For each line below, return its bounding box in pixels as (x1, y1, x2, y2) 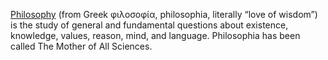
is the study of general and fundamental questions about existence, (10, 19, 289, 31)
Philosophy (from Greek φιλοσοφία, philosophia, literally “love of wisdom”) (10, 9, 318, 20)
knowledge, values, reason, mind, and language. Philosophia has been (10, 30, 301, 41)
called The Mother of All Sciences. (10, 40, 153, 52)
